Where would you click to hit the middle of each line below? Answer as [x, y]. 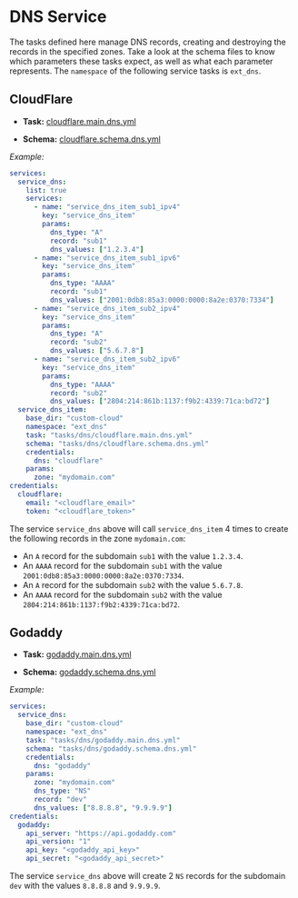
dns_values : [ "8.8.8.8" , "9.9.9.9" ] [103, 808]
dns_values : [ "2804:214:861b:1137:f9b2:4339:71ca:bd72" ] [160, 402]
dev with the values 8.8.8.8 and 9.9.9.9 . [85, 886]
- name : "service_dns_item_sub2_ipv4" [107, 308]
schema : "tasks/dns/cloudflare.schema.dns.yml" [117, 444]
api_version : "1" [59, 842]
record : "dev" [60, 800]
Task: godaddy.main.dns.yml [77, 654]
